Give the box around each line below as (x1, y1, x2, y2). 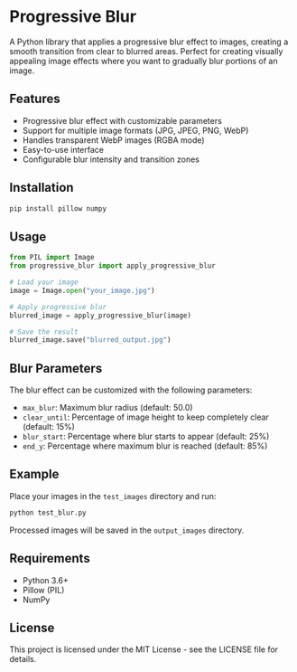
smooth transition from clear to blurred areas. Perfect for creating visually (9, 45, 283, 56)
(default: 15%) (22, 421, 75, 432)
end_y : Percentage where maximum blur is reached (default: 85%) (22, 440, 268, 451)
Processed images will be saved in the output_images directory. (9, 525, 245, 535)
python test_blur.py (9, 508, 88, 517)
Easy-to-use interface (22, 144, 105, 155)
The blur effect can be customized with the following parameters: (9, 384, 253, 395)
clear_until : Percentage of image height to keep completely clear (22, 412, 269, 422)
